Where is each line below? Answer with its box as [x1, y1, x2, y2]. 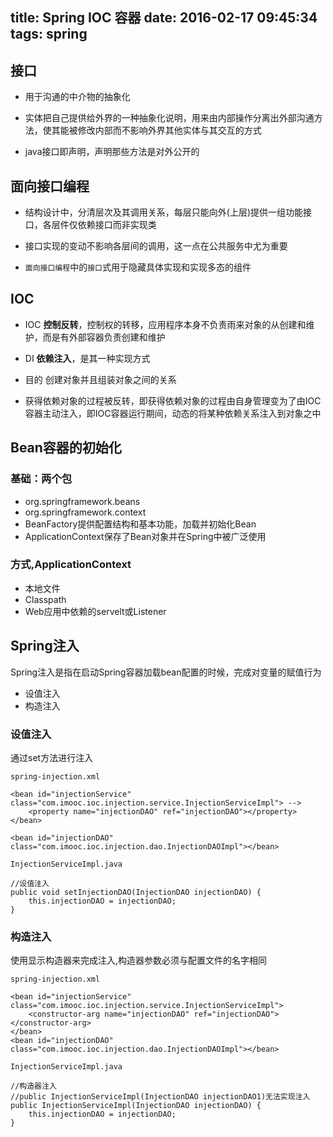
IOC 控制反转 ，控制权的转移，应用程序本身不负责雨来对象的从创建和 [24, 318, 307, 330]
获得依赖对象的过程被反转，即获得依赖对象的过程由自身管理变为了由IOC [24, 394, 322, 407]
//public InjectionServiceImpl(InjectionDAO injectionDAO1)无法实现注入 [10, 1092, 311, 1102]
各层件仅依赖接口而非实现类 [42, 219, 157, 231]
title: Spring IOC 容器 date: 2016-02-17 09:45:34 [10, 9, 318, 27]
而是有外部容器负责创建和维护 [42, 331, 166, 343]
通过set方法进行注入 [10, 751, 94, 763]
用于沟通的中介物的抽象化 [24, 91, 131, 103]
